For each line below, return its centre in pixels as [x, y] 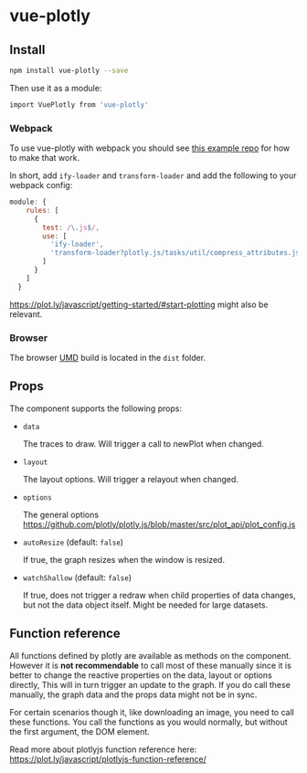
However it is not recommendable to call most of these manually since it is [151, 665]
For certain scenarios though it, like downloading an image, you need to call [152, 712]
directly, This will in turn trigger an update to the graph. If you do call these [150, 684]
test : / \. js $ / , [71, 228]
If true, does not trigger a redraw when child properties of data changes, [159, 595]
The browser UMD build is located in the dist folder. [108, 357]
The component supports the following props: [96, 408]
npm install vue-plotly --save [69, 70]
